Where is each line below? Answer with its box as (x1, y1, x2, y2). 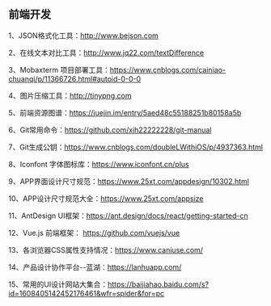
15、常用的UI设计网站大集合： (8, 279, 108, 289)
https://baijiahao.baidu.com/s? (108, 279, 209, 289)
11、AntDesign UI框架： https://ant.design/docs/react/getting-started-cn (8, 211, 248, 220)
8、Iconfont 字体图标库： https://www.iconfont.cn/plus (8, 159, 189, 169)
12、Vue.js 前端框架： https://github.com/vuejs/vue (8, 228, 180, 237)
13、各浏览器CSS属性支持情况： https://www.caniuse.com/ (8, 245, 204, 254)
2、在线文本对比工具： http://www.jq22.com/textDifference (8, 48, 205, 57)
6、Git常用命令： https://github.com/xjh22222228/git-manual (8, 124, 212, 135)
